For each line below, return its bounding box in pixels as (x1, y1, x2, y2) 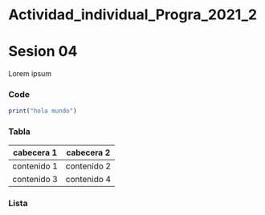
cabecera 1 (13, 147, 58, 158)
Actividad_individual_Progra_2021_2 (8, 6, 258, 24)
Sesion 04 (8, 43, 78, 61)
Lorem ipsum (8, 69, 52, 79)
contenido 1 (12, 160, 58, 172)
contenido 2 (65, 160, 111, 172)
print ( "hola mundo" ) (8, 107, 78, 116)
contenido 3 (12, 173, 58, 185)
